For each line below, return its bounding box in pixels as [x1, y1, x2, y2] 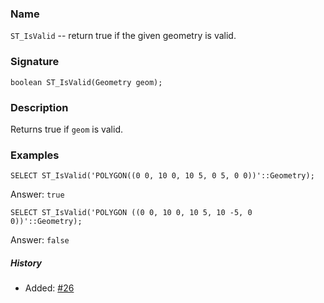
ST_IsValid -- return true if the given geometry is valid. [10, 30, 237, 42]
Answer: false [10, 234, 70, 246]
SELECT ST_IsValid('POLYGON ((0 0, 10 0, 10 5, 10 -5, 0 [10, 208, 253, 218]
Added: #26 [24, 282, 75, 294]
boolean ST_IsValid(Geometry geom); [10, 77, 163, 87]
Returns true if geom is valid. [10, 123, 123, 135]
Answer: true [10, 188, 65, 201]
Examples [10, 148, 60, 162]
